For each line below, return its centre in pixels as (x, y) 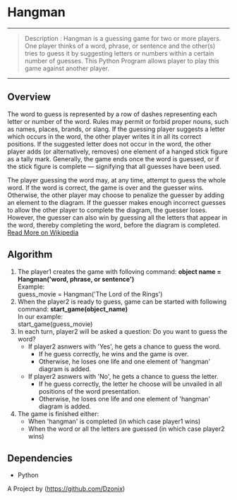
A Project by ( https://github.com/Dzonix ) (66, 489)
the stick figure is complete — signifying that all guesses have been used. (115, 166)
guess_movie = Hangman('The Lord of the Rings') (90, 294)
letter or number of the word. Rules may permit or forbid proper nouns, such (118, 121)
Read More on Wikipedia (43, 232)
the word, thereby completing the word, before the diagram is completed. (114, 225)
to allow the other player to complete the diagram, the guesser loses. (107, 210)
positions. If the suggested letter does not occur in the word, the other (109, 144)
